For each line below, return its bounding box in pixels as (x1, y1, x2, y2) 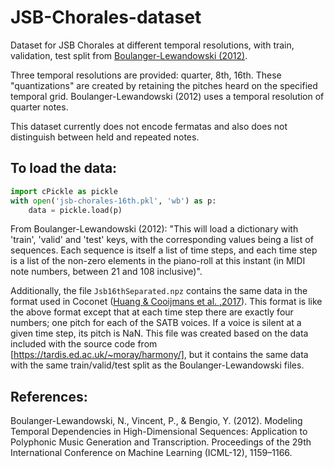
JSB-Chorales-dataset (10, 6, 202, 29)
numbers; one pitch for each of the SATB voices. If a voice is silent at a (10, 317, 302, 329)
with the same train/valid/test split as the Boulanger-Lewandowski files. (10, 359, 305, 371)
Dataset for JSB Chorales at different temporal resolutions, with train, (10, 39, 295, 51)
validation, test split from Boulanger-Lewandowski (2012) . (10, 49, 248, 61)
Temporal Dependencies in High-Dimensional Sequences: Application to (10, 426, 308, 438)
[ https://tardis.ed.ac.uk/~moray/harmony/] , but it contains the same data (10, 349, 309, 361)
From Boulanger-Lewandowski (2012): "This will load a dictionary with (10, 223, 299, 235)
